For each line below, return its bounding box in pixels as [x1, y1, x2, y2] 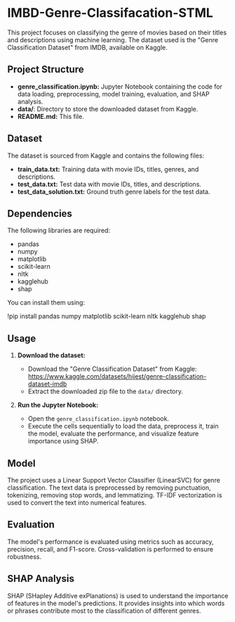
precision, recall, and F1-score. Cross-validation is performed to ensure [7, 545, 214, 553]
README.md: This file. [17, 112, 84, 120]
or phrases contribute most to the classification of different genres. [7, 607, 201, 615]
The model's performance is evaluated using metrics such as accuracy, [7, 537, 214, 546]
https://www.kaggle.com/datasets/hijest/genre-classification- [27, 372, 207, 381]
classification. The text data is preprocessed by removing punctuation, [7, 483, 211, 492]
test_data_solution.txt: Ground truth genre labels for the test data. [17, 187, 210, 196]
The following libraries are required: [7, 227, 111, 235]
